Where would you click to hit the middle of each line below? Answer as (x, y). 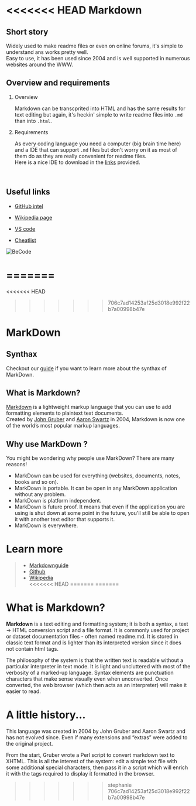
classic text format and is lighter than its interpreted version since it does (94, 643)
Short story (27, 32)
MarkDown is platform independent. (58, 501)
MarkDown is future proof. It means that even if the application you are (100, 507)
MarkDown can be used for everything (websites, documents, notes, (97, 476)
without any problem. (40, 494)
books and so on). (36, 482)
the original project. (30, 744)
